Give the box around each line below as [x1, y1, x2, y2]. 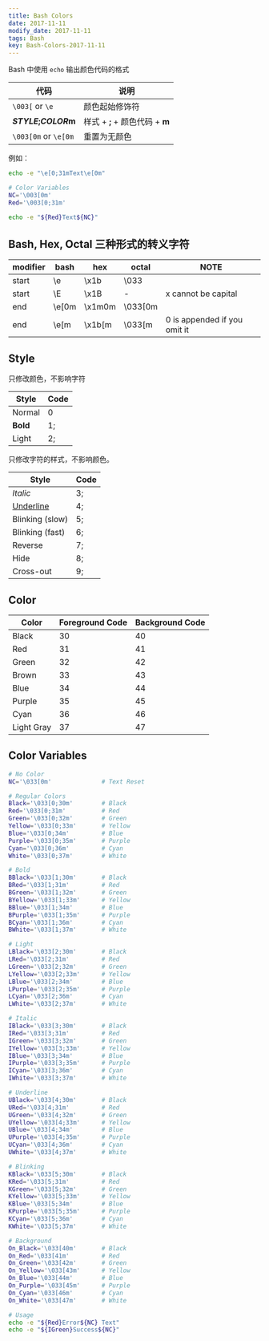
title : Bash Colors [8, 11, 74, 20]
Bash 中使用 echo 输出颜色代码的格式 [8, 65, 130, 75]
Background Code [134, 617, 206, 628]
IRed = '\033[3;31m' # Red [8, 1029, 120, 1037]
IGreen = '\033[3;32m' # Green [8, 1036, 127, 1045]
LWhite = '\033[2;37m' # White [8, 1000, 127, 1008]
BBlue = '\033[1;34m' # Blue [8, 903, 124, 911]
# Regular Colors [8, 792, 66, 800]
